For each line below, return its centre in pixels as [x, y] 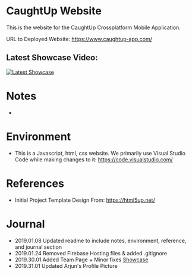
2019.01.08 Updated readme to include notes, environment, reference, [100, 240]
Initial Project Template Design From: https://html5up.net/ [85, 200]
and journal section [38, 247]
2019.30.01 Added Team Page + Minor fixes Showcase [81, 260]
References [35, 183]
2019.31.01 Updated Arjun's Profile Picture [66, 265]
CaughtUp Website [54, 11]
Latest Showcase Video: [52, 58]
